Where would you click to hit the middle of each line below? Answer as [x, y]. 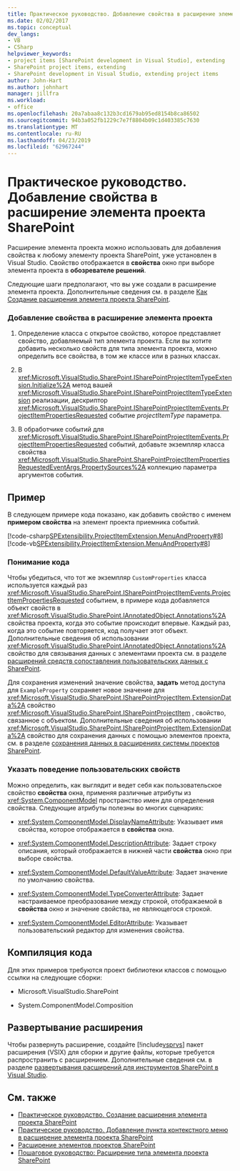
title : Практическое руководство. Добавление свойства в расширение [111, 14]
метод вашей [92, 385]
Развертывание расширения [75, 1027]
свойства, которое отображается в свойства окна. [96, 829]
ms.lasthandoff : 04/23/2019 [49, 140]
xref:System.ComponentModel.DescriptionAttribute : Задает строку [117, 843]
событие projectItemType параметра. [165, 416]
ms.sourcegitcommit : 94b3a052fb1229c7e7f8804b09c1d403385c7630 [104, 120]
